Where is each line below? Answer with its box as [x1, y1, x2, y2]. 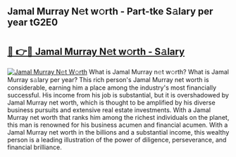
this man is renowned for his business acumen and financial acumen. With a [7, 121, 228, 129]
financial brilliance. [7, 143, 62, 151]
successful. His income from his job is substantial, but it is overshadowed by [7, 91, 229, 99]
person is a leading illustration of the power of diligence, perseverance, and [7, 136, 227, 144]
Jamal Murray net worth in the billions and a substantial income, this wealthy [7, 128, 230, 136]
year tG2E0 [7, 17, 58, 29]
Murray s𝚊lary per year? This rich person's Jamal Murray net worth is [7, 76, 209, 83]
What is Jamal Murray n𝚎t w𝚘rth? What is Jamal [89, 68, 229, 76]
